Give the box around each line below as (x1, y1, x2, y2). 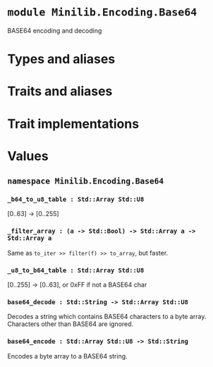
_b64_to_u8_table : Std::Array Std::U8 (7, 195, 145, 203)
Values (7, 148, 49, 164)
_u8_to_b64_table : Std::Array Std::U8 (7, 266, 145, 274)
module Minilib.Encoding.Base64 (7, 6, 197, 19)
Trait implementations (7, 116, 140, 132)
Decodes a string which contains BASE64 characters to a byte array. (7, 313, 207, 321)
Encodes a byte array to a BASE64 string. (7, 351, 128, 360)
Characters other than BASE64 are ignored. (7, 320, 134, 328)
